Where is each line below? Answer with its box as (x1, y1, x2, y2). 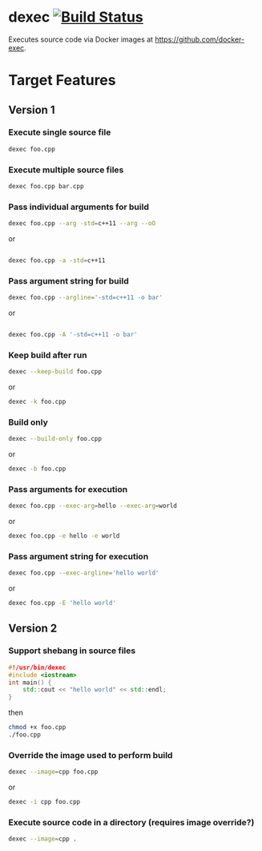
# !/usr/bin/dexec (8, 663, 67, 672)
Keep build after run (8, 349, 87, 361)
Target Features (8, 71, 116, 90)
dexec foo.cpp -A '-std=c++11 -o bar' (8, 331, 138, 339)
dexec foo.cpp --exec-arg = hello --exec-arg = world (8, 502, 178, 510)
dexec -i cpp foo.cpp (8, 798, 81, 806)
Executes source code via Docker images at (8, 34, 154, 44)
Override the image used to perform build (8, 749, 173, 760)
